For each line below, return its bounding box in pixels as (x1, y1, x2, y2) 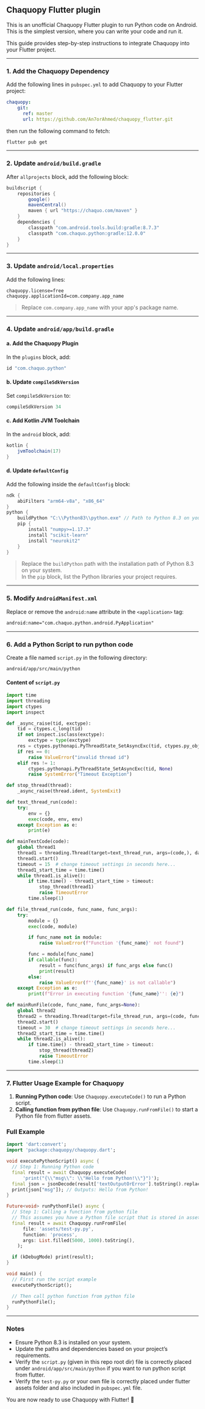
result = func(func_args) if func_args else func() (38, 962, 173, 968)
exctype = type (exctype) (28, 737, 92, 744)
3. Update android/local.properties (6, 262, 114, 271)
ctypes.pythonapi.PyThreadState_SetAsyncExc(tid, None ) (28, 766, 173, 772)
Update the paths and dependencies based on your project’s (15, 1345, 168, 1352)
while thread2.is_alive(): (17, 1036, 86, 1042)
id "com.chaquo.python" (6, 365, 67, 371)
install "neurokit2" (28, 538, 81, 544)
